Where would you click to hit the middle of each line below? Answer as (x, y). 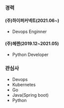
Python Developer (30, 54)
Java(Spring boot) (30, 95)
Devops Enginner (30, 32)
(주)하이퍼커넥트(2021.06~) (32, 20)
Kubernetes (24, 84)
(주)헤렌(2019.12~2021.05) (32, 43)
